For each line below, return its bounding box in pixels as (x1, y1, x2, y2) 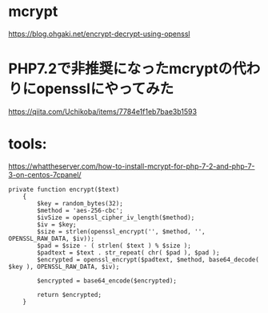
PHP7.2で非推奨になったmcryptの (8, 59, 233, 78)
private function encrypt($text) (8, 185, 120, 193)
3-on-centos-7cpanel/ (8, 169, 82, 179)
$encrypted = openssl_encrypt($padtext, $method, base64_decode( (37, 255, 260, 263)
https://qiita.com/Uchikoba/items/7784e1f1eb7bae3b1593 (8, 107, 198, 116)
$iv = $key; (37, 220, 78, 229)
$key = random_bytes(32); (37, 199, 124, 207)
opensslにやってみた (36, 79, 174, 98)
